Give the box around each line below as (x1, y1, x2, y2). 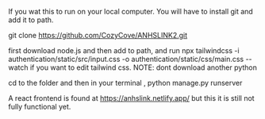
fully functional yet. (8, 102, 71, 111)
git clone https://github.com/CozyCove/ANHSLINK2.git (8, 31, 188, 40)
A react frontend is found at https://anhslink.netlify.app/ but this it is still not (8, 94, 255, 102)
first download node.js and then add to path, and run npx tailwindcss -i (8, 46, 240, 55)
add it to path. (8, 15, 54, 25)
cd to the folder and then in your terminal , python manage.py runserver (8, 79, 243, 87)
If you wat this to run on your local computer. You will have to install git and (8, 7, 254, 16)
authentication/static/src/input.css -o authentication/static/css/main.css (8, 55, 244, 63)
